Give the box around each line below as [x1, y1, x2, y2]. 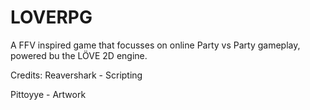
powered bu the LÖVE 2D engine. [10, 49, 148, 61]
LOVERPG [10, 6, 93, 29]
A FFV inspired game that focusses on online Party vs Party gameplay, [10, 39, 301, 51]
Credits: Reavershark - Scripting [10, 69, 143, 81]
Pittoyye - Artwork [10, 88, 87, 100]
